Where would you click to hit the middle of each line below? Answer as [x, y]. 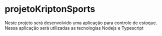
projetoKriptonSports [50, 9]
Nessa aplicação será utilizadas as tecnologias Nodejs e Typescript [74, 28]
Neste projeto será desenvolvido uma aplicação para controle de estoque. [81, 23]
